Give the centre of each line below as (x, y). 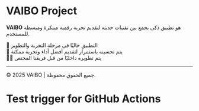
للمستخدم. (18, 33)
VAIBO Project (42, 11)
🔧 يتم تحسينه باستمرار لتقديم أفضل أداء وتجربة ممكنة (65, 51)
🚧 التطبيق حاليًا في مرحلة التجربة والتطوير (52, 45)
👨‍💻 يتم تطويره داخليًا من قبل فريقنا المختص (54, 58)
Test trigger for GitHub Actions (84, 99)
